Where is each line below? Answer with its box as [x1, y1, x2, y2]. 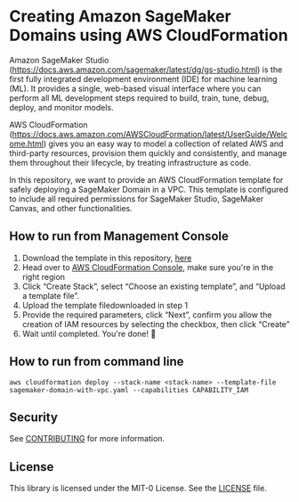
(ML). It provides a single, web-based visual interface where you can [9, 83, 262, 94]
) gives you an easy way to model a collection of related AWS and [43, 138, 284, 149]
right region [21, 271, 65, 282]
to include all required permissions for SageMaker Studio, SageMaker [9, 193, 264, 204]
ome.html [9, 138, 44, 149]
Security [9, 409, 58, 424]
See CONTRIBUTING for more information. [9, 433, 166, 444]
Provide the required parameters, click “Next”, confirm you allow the [21, 309, 272, 320]
